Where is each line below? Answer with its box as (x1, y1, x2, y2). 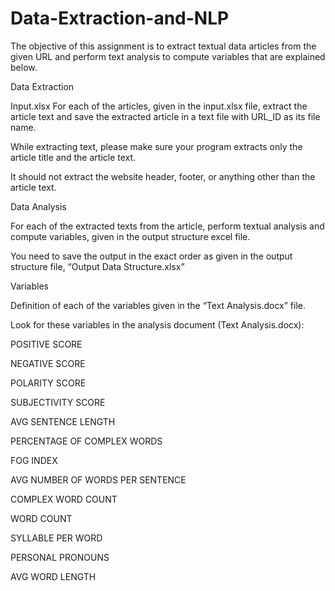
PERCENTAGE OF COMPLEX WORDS (10, 435, 163, 447)
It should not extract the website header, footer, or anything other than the (10, 170, 316, 182)
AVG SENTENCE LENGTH (10, 415, 116, 427)
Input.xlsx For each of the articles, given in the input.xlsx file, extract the (10, 100, 308, 112)
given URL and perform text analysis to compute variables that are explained (10, 50, 326, 62)
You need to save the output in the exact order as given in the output (10, 250, 293, 262)
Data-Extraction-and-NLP (10, 7, 230, 30)
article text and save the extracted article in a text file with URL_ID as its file (10, 110, 321, 122)
